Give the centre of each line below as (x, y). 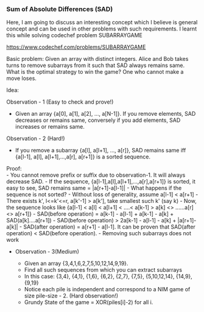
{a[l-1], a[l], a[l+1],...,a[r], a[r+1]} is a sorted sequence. (83, 157)
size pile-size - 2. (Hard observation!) (71, 296)
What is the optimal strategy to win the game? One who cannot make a (95, 72)
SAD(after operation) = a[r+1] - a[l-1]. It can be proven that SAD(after (110, 227)
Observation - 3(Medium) (47, 252)
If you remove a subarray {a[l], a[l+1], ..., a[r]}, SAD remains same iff (100, 151)
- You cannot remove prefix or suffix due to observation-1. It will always (96, 175)
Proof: (14, 169)
